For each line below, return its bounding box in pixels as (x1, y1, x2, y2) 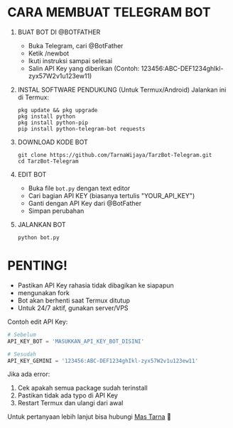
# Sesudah (7, 351, 37, 358)
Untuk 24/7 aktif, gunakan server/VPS (17, 303, 129, 312)
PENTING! (7, 258, 67, 274)
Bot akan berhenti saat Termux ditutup (17, 296, 130, 304)
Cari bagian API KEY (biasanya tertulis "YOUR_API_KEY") (28, 191, 195, 199)
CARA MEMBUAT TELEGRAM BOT (7, 4, 211, 21)
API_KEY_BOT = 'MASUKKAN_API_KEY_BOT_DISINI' (7, 338, 144, 345)
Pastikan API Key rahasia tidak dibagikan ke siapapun (17, 281, 174, 290)
